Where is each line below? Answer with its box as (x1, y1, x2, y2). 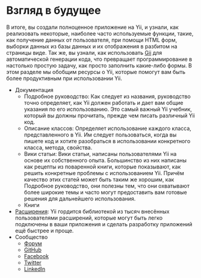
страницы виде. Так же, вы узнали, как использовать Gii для (6, 49, 162, 56)
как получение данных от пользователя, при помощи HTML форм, (6, 36, 178, 43)
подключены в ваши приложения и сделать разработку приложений (14, 220, 193, 227)
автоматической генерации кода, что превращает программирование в (6, 55, 193, 63)
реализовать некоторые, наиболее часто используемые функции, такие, (6, 29, 194, 37)
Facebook (23, 252, 49, 259)
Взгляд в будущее (6, 4, 101, 17)
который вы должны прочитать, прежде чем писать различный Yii (23, 112, 196, 119)
